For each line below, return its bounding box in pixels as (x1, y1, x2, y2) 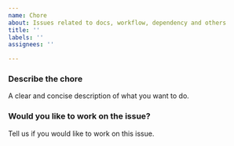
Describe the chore (8, 74, 83, 85)
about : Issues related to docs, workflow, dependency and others (8, 19, 226, 27)
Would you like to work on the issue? (8, 111, 151, 122)
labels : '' (8, 33, 44, 42)
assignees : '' (8, 41, 55, 49)
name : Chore (8, 11, 47, 20)
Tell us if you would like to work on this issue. (8, 129, 155, 138)
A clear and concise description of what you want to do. (8, 91, 190, 100)
